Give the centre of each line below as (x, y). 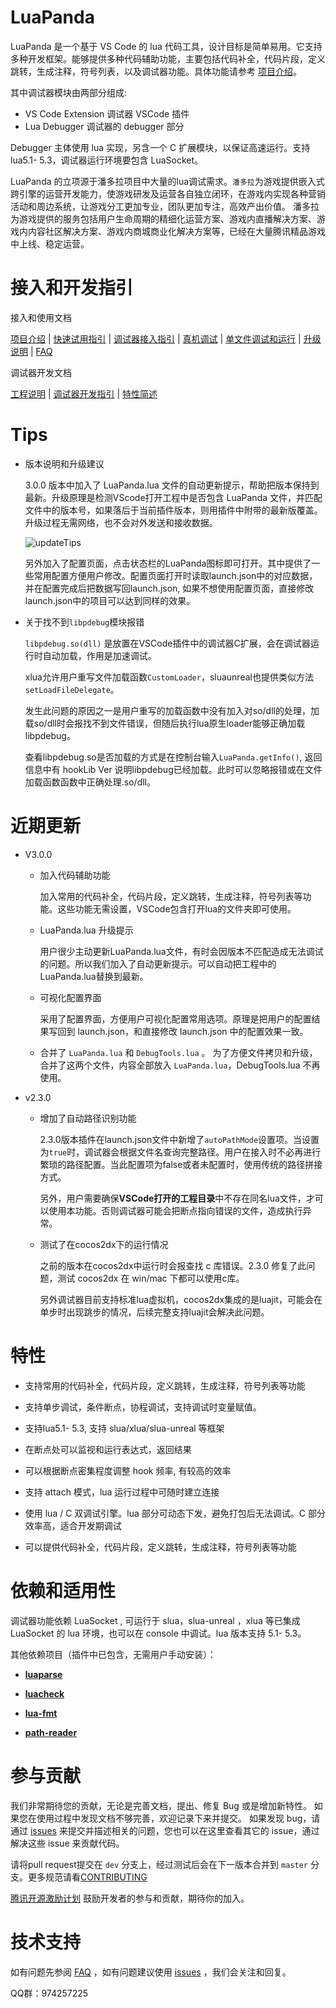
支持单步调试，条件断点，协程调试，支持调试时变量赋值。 (143, 1407)
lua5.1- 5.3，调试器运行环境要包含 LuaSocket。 (107, 160)
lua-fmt (41, 1713)
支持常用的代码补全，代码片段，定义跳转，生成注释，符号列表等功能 (165, 1385)
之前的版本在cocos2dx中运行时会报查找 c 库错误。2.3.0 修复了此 (173, 1265)
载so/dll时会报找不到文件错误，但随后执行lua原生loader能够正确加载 (165, 723)
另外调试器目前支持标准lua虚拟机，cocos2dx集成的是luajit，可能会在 (181, 1299)
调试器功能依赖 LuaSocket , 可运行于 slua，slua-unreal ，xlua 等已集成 (155, 1620)
